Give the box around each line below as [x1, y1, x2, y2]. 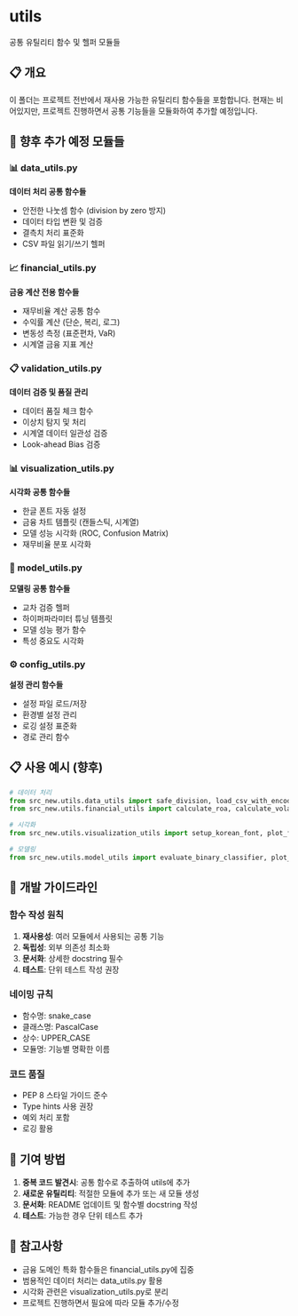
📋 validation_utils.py [9, 362, 102, 374]
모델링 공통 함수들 [9, 583, 71, 594]
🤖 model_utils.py [9, 562, 82, 574]
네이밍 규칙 [9, 988, 54, 1001]
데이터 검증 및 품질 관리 [9, 387, 89, 397]
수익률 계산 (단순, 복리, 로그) [21, 316, 121, 327]
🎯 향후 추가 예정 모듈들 [9, 134, 125, 149]
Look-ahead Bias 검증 [21, 439, 101, 450]
